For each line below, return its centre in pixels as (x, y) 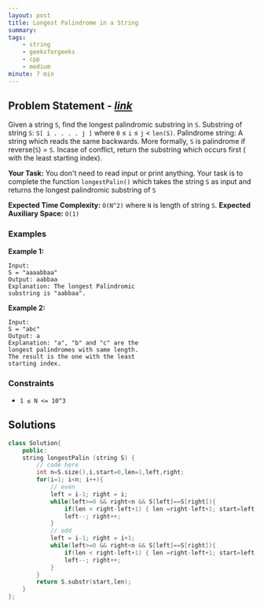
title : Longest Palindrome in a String (73, 23)
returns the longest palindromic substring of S (82, 190)
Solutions (32, 425)
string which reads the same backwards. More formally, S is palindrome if (127, 142)
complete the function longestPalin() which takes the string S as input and (130, 182)
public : (35, 450)
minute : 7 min (31, 74)
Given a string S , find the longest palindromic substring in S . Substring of (125, 125)
